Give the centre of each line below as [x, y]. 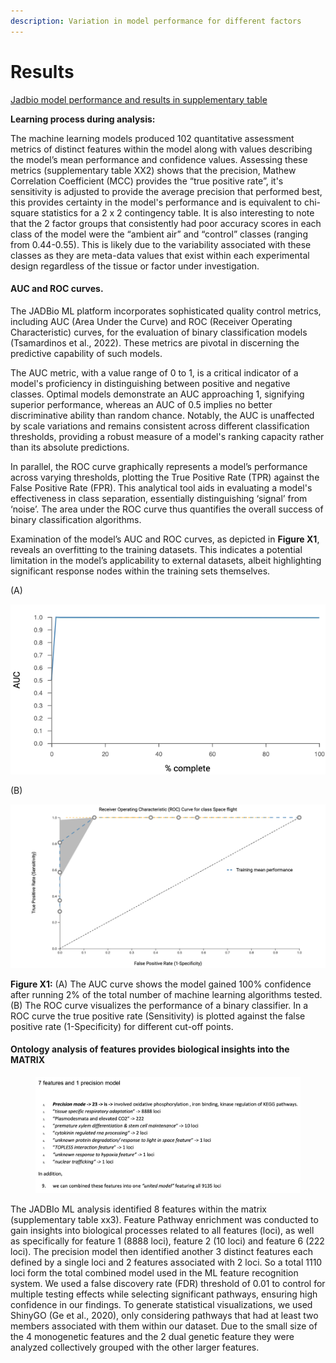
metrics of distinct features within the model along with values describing [161, 149]
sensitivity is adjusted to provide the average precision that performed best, [166, 191]
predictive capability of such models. [86, 353]
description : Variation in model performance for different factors [156, 21]
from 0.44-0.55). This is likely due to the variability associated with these [161, 244]
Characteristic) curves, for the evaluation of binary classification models [159, 332]
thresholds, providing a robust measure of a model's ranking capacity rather [167, 436]
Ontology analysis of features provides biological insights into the [150, 1049]
